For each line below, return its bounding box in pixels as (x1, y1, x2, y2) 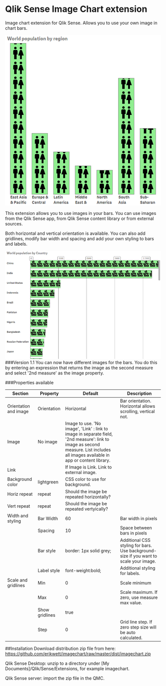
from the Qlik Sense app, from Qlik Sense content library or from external (5, 215, 154, 221)
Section (12, 390, 29, 397)
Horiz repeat (7, 491, 33, 497)
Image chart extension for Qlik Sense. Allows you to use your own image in (5, 20, 158, 26)
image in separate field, (65, 431, 113, 437)
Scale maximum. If (120, 589, 158, 595)
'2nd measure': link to (65, 436, 110, 442)
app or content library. (65, 457, 111, 463)
